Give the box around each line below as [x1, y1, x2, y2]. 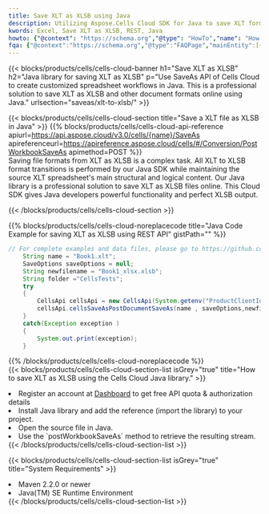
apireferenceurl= [8, 139, 64, 148]
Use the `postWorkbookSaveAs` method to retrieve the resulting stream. [18, 431, 256, 441]
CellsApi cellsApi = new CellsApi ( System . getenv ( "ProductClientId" [37, 297, 267, 306]
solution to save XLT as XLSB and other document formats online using [8, 89, 243, 99]
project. [8, 415, 34, 424]
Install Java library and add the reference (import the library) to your [18, 406, 243, 415]
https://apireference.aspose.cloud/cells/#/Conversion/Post [63, 139, 258, 148]
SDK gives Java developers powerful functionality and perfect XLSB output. [8, 190, 259, 200]
